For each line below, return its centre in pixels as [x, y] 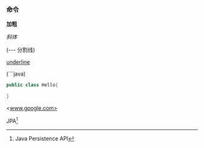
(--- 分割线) [21, 50]
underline [18, 62]
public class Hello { [32, 85]
